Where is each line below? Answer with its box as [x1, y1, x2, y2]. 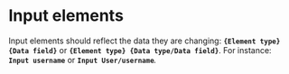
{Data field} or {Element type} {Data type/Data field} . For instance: [8, 44, 272, 55]
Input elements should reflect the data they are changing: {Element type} [8, 35, 281, 46]
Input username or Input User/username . [8, 54, 157, 65]
